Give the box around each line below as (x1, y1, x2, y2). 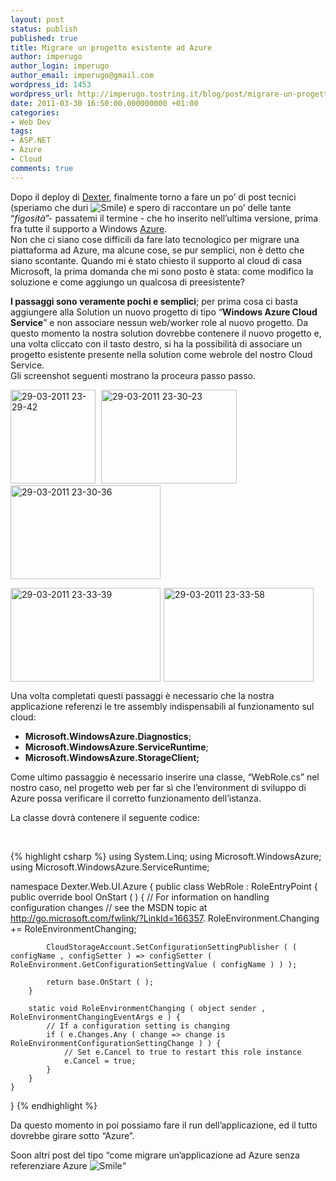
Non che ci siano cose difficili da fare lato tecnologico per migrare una (10, 233, 300, 245)
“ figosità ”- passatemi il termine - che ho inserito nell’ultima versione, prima (10, 212, 319, 224)
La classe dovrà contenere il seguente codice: (10, 811, 200, 823)
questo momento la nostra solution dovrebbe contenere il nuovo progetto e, (10, 327, 322, 339)
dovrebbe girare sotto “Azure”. (10, 1129, 135, 1141)
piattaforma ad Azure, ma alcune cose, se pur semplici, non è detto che (10, 244, 305, 256)
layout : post (10, 14, 65, 25)
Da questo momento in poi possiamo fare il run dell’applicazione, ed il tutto (10, 1119, 318, 1131)
